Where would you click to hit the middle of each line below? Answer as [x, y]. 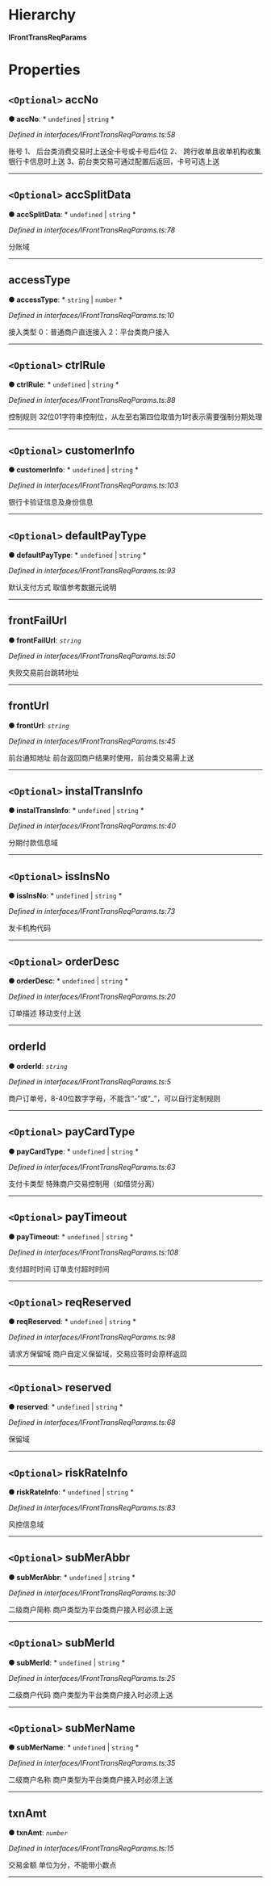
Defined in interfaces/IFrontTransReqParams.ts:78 [92, 230]
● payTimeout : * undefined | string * [71, 1236]
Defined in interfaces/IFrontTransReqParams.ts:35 [92, 1763]
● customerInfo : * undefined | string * [73, 470]
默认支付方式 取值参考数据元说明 [63, 587]
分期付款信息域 [33, 843]
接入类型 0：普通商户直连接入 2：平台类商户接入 [89, 332]
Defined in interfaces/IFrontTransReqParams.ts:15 [91, 1848]
